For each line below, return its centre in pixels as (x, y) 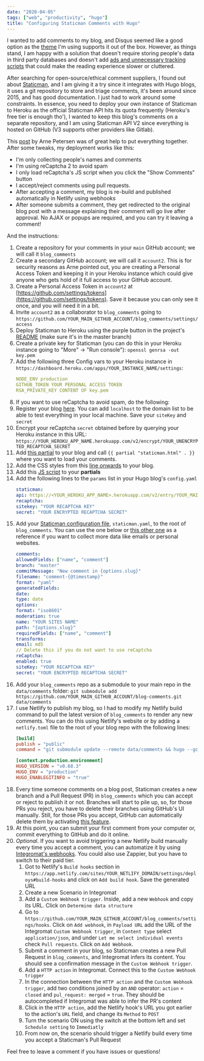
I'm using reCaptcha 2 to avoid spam (62, 166)
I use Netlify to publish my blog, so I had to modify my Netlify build (99, 708)
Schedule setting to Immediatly (64, 1026)
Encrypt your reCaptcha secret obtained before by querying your (97, 428)
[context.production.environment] (59, 761)
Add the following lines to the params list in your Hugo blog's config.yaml (106, 478)
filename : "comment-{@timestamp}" (59, 577)
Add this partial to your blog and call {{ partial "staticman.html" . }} (105, 452)
